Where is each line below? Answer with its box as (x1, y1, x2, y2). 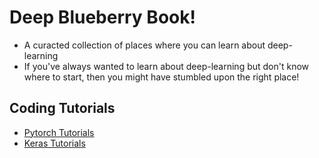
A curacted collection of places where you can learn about (23, 39, 266, 51)
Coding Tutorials (9, 100, 116, 117)
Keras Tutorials (23, 137, 86, 149)
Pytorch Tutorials (23, 126, 95, 138)
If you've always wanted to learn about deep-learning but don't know (23, 60, 310, 72)
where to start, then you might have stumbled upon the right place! (23, 71, 300, 83)
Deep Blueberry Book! (9, 6, 196, 29)
